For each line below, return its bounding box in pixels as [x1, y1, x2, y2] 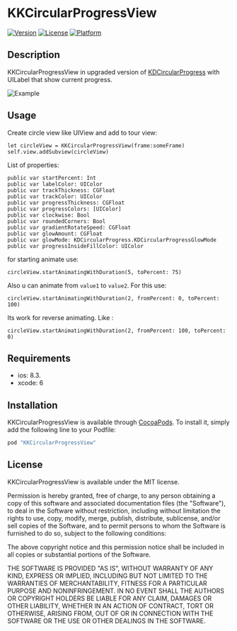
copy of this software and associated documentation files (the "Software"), [7, 499, 226, 507]
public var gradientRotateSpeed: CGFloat [7, 224, 132, 231]
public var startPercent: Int [7, 174, 97, 181]
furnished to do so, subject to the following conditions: [7, 529, 166, 538]
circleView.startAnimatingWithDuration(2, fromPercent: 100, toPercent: [7, 327, 226, 334]
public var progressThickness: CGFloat [7, 199, 125, 206]
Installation [7, 399, 58, 411]
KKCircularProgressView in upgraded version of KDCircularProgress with [7, 67, 220, 76]
